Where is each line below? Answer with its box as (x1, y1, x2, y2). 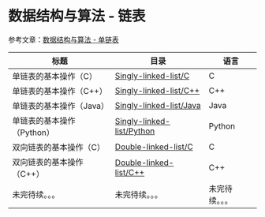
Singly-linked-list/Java (114, 99, 201, 110)
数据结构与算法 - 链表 (8, 7, 146, 25)
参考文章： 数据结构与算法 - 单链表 (8, 35, 120, 44)
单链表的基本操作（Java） (12, 100, 109, 111)
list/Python (114, 125, 155, 137)
